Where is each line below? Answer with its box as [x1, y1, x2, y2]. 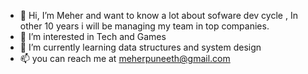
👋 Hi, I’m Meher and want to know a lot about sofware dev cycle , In [19, 10, 298, 21]
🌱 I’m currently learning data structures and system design [19, 41, 262, 53]
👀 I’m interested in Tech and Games [19, 31, 167, 42]
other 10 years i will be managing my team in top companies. [19, 20, 270, 32]
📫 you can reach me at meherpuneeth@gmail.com [19, 53, 231, 64]
